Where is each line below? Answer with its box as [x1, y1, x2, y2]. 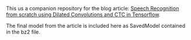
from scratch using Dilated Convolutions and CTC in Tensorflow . [6, 11, 161, 18]
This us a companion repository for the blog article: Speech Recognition [6, 5, 179, 12]
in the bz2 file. [6, 28, 41, 35]
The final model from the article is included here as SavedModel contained [6, 23, 186, 29]
